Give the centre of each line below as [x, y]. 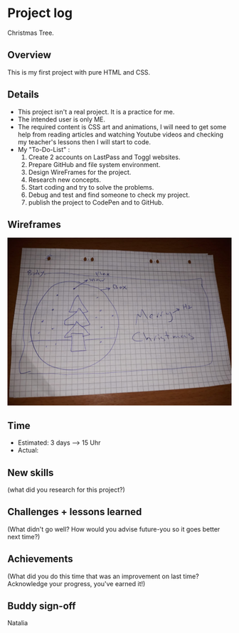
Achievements [40, 559]
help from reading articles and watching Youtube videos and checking [121, 134]
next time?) [24, 536]
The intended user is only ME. [61, 119]
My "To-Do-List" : [44, 149]
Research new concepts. [65, 180]
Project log [40, 13]
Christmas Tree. [31, 33]
